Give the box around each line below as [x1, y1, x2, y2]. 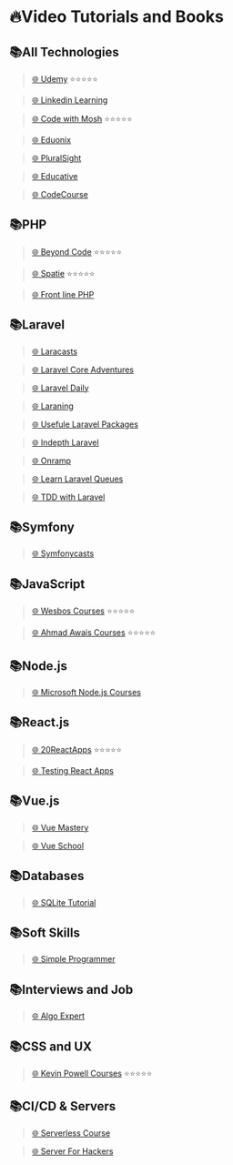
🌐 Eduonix [31, 135, 71, 145]
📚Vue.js [9, 794, 60, 809]
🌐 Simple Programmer [31, 954, 116, 965]
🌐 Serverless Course [31, 1127, 111, 1139]
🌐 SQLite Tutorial [31, 897, 96, 907]
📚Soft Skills [9, 925, 80, 940]
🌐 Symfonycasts [31, 548, 95, 559]
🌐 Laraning [31, 400, 75, 411]
